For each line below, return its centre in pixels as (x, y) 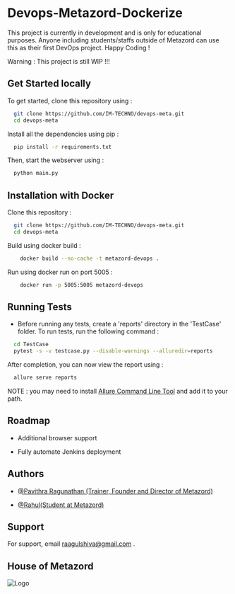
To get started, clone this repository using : (70, 101)
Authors (26, 474)
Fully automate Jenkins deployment (69, 452)
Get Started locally (49, 84)
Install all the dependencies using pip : (63, 134)
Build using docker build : (44, 245)
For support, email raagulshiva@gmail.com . (71, 544)
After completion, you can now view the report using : (85, 365)
